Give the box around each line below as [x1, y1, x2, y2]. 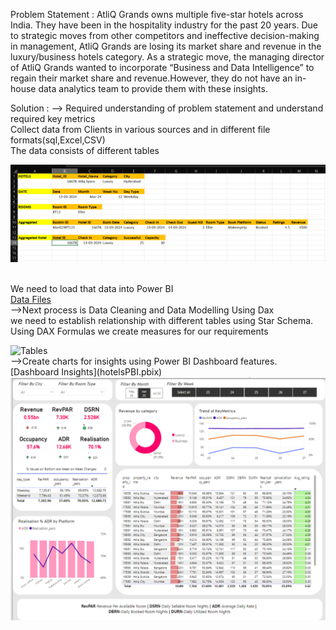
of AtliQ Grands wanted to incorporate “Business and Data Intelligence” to [10, 62, 315, 73]
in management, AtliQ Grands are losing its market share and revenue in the [10, 40, 322, 52]
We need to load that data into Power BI [10, 283, 174, 295]
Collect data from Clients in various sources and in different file [10, 124, 271, 135]
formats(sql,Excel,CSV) [10, 134, 106, 146]
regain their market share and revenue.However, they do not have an [10, 72, 293, 84]
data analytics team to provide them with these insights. [38, 83, 268, 94]
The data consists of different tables [10, 145, 160, 156]
